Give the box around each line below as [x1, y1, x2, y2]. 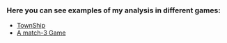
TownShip [16, 21, 46, 30]
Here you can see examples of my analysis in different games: [6, 6, 221, 15]
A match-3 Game [16, 28, 66, 37]
